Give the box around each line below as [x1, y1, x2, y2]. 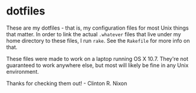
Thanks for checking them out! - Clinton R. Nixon [6, 80, 127, 87]
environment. [6, 68, 39, 75]
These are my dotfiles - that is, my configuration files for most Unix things [6, 24, 189, 31]
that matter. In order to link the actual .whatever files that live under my [6, 30, 182, 37]
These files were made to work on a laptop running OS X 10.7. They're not [6, 55, 188, 62]
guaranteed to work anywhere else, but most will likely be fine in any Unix [6, 62, 189, 69]
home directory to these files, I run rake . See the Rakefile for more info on [6, 37, 191, 44]
